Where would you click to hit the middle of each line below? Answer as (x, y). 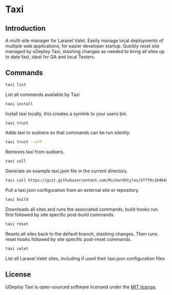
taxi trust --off (24, 142)
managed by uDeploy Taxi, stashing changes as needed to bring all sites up (85, 51)
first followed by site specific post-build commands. (60, 214)
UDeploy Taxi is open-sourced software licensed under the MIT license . (81, 287)
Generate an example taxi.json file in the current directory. (67, 171)
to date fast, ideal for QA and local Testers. (50, 57)
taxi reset (17, 224)
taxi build (17, 200)
